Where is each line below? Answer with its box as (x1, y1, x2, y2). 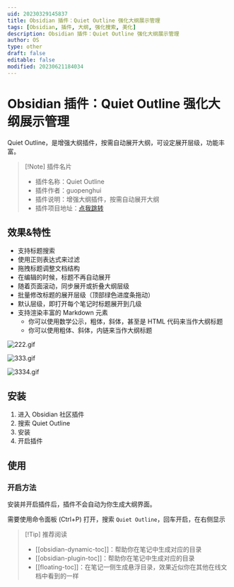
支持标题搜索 (17, 246, 55, 255)
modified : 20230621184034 (7, 63, 83, 70)
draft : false (7, 50, 46, 57)
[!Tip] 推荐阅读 (24, 530, 67, 538)
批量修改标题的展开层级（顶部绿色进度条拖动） (17, 291, 154, 300)
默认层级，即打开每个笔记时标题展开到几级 (17, 300, 142, 308)
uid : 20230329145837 (7, 10, 69, 18)
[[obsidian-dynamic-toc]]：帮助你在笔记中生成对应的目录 (35, 545, 202, 553)
